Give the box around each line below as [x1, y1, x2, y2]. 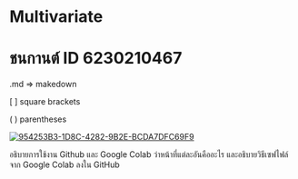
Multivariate [9, 6, 104, 27]
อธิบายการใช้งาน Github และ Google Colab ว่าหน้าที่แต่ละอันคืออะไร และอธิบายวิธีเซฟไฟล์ [9, 149, 289, 160]
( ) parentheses [9, 114, 67, 124]
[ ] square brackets [9, 96, 81, 107]
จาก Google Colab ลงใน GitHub [9, 159, 120, 170]
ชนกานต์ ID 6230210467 [9, 48, 183, 69]
